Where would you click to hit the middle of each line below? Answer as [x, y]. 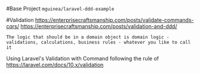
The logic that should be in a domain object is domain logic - [88, 37]
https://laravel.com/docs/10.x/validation [55, 65]
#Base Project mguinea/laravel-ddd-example [60, 9]
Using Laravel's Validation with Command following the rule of [83, 58]
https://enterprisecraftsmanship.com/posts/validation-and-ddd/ [99, 26]
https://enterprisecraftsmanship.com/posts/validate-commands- [114, 20]
